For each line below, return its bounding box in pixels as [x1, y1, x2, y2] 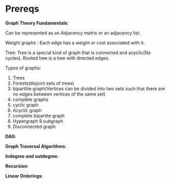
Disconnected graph [12, 123, 56, 129]
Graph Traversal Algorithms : [5, 143, 67, 149]
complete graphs [12, 96, 49, 102]
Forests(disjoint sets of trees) [12, 80, 74, 86]
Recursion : [5, 163, 29, 169]
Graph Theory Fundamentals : [5, 20, 69, 26]
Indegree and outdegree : [5, 153, 59, 159]
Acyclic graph [12, 107, 42, 113]
